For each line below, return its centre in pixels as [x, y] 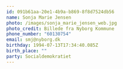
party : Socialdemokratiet [39, 56]
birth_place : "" [27, 51]
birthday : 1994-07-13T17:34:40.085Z [52, 46]
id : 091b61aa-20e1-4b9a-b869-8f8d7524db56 [60, 12]
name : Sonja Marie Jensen [39, 17]
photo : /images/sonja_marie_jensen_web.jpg [62, 23]
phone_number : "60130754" [39, 34]
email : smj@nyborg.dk [33, 40]
